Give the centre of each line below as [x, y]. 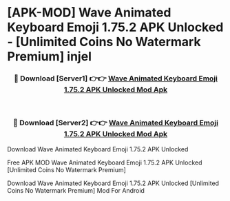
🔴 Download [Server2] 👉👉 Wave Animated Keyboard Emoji [116, 123]
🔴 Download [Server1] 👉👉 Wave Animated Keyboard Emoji [116, 78]
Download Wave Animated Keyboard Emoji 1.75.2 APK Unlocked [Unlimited [113, 183]
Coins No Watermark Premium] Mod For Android [76, 190]
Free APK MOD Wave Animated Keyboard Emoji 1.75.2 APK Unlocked [105, 162]
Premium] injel [49, 57]
